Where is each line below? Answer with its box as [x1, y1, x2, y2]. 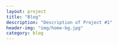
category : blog [6, 30, 44, 36]
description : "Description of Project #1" [6, 19, 113, 25]
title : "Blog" [6, 14, 42, 20]
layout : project [6, 8, 46, 15]
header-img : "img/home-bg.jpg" [6, 25, 84, 31]
